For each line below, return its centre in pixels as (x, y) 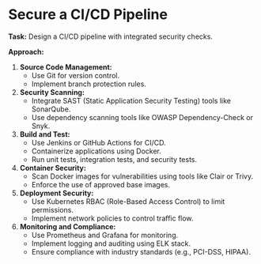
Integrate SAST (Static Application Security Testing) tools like (131, 100)
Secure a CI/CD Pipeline (88, 15)
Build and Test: (45, 134)
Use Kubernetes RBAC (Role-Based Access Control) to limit (128, 201)
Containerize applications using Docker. (96, 151)
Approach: (26, 51)
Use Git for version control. (76, 75)
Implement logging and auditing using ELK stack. (111, 243)
